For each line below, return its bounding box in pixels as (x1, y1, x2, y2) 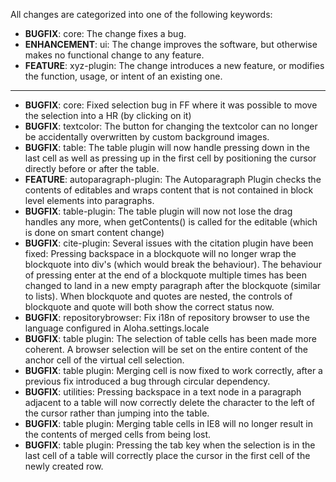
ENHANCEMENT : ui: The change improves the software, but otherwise (24, 39, 318, 50)
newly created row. (24, 460, 104, 472)
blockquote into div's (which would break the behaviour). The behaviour (24, 259, 322, 270)
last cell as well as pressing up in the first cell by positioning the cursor (24, 152, 317, 164)
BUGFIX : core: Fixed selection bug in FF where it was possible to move (24, 99, 318, 111)
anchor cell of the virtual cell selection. (24, 354, 185, 366)
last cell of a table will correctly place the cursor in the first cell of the (24, 450, 311, 461)
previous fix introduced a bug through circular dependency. (24, 375, 271, 387)
